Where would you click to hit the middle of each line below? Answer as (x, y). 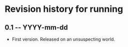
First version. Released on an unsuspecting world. (63, 39)
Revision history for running (64, 9)
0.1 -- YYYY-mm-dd (36, 27)
